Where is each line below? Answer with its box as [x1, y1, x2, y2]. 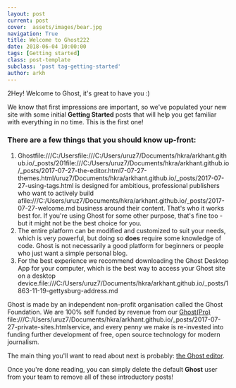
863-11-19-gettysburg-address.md [17, 286, 118, 295]
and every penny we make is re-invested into [92, 322, 224, 331]
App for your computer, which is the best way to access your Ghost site [17, 264, 225, 272]
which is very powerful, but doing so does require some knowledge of [17, 234, 222, 242]
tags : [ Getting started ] [7, 50, 80, 57]
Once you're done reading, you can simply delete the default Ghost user [7, 365, 218, 373]
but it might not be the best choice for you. [17, 218, 142, 227]
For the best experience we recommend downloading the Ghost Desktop [17, 256, 229, 265]
